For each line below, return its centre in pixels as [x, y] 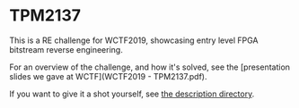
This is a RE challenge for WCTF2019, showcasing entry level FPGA [134, 40]
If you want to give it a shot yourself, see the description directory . [132, 94]
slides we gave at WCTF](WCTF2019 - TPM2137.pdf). [108, 76]
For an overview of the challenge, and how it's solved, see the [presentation [149, 67]
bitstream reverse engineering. [66, 49]
